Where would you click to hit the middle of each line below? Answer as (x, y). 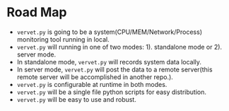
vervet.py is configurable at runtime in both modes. (92, 84)
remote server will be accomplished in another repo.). (95, 77)
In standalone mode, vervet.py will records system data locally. (109, 62)
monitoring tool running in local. (63, 39)
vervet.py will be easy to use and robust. (77, 99)
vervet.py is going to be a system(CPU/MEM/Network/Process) (110, 32)
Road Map (37, 12)
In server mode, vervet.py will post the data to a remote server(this (114, 69)
